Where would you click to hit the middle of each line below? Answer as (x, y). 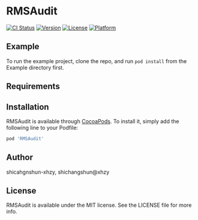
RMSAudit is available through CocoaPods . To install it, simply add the (93, 121)
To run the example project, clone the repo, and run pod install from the (97, 61)
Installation (28, 107)
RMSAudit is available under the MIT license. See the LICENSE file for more (99, 205)
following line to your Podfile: (42, 127)
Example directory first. (35, 67)
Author (19, 157)
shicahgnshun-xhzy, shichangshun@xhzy (58, 172)
